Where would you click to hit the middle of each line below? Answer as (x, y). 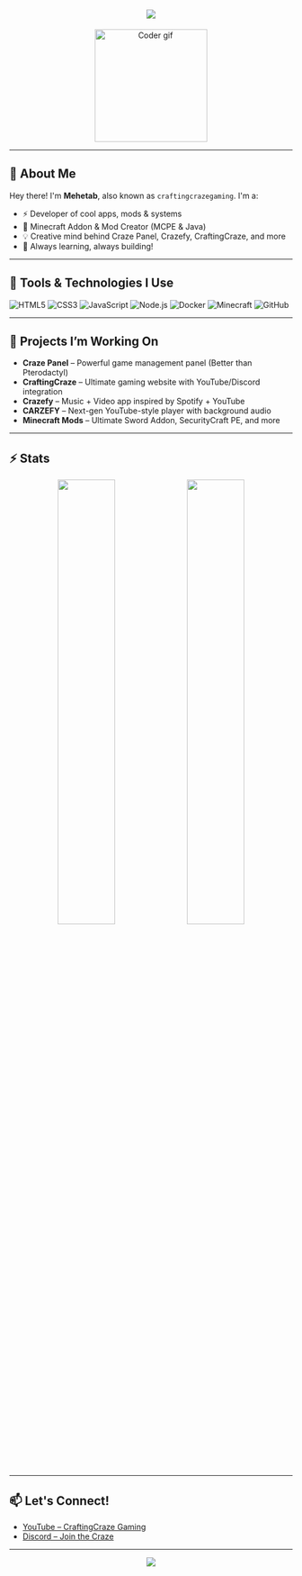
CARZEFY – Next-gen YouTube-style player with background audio (147, 411)
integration (42, 392)
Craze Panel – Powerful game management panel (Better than (137, 363)
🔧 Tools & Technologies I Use (91, 283)
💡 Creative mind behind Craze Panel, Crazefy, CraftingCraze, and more (154, 236)
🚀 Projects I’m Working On (84, 341)
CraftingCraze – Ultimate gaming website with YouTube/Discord (141, 382)
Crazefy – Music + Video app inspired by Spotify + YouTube (133, 402)
